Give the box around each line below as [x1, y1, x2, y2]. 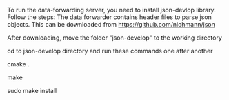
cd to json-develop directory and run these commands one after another [7, 47, 213, 55]
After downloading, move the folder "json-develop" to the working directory [7, 34, 223, 42]
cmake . [7, 60, 30, 68]
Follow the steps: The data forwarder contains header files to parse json [7, 13, 212, 21]
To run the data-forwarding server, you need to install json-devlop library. [7, 6, 216, 14]
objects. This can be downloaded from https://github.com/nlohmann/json [7, 21, 215, 28]
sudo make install [7, 87, 57, 95]
